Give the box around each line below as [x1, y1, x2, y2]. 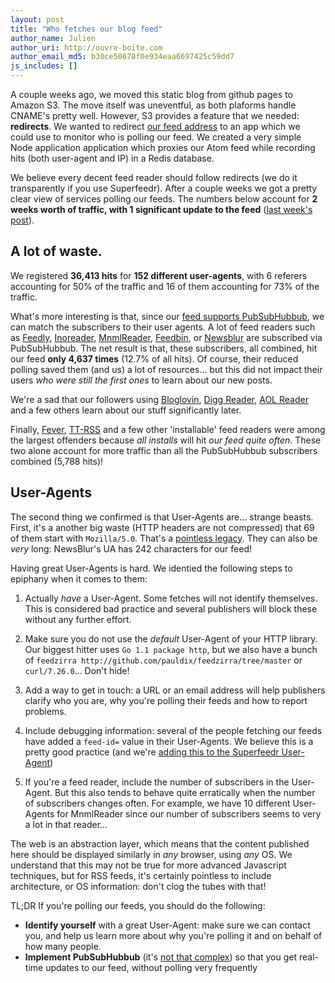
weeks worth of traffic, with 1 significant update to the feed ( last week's [10, 204, 313, 215]
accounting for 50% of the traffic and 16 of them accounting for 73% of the [10, 280, 320, 292]
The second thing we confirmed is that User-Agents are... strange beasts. [10, 511, 314, 523]
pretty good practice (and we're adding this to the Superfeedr [24, 746, 280, 758]
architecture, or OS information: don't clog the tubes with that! [10, 880, 267, 892]
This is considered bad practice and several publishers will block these [24, 602, 318, 615]
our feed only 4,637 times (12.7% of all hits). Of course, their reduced [10, 352, 299, 365]
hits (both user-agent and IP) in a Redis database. [10, 152, 215, 164]
